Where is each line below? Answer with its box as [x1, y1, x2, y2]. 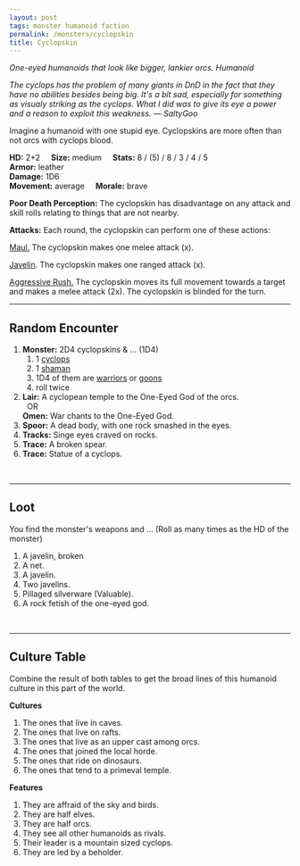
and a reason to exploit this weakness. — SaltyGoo [9, 108, 198, 119]
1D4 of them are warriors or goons [35, 372, 162, 384]
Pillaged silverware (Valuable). [21, 588, 134, 599]
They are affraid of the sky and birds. [21, 799, 159, 810]
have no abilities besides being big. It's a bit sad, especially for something [9, 89, 283, 100]
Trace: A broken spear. [21, 439, 108, 450]
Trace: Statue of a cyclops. [21, 448, 123, 460]
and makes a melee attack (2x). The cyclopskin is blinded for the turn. [9, 287, 266, 297]
